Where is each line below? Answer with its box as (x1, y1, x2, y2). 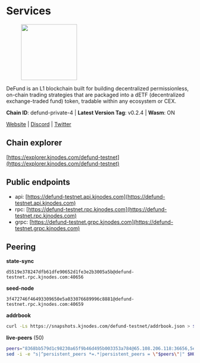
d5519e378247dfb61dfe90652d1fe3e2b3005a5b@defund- (6, 269, 135, 275)
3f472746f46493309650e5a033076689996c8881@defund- (6, 296, 135, 302)
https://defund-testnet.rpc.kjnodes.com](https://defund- (27, 205, 167, 212)
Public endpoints (6, 177, 70, 187)
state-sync (6, 258, 35, 265)
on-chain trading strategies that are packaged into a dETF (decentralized (6, 91, 185, 98)
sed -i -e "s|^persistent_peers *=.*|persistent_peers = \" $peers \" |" (6, 351, 185, 358)
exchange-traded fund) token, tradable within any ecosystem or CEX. (6, 97, 177, 105)
